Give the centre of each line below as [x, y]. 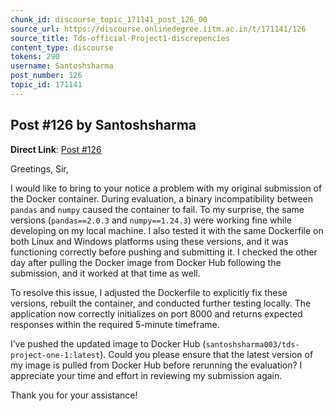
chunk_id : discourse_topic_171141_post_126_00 [109, 19]
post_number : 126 [46, 76]
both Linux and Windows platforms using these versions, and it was [149, 241]
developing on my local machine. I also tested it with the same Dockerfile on [167, 230]
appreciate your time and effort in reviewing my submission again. [146, 375]
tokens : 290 [35, 57]
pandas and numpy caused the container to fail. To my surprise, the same [157, 209]
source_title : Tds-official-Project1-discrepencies [120, 38]
